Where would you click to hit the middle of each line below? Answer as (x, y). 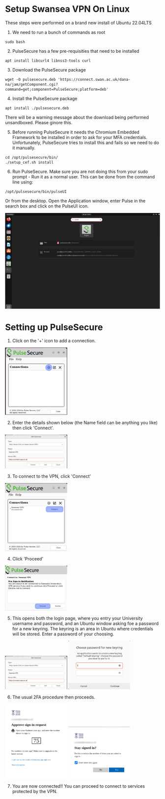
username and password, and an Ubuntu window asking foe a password (85, 624)
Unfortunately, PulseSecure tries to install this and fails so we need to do (86, 142)
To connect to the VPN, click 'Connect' (52, 476)
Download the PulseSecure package (49, 69)
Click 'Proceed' (28, 559)
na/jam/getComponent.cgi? (31, 84)
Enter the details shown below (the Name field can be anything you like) (85, 423)
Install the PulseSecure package (45, 98)
